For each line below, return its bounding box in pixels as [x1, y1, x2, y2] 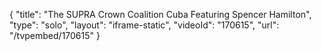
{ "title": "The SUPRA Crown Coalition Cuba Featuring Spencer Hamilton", [9, 9, 312, 20]
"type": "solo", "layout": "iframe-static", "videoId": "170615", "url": [9, 19, 280, 31]
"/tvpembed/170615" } [9, 30, 101, 41]
